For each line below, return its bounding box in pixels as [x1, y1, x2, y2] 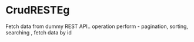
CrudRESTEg [5, 3, 70, 17]
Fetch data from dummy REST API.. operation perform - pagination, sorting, [5, 23, 189, 30]
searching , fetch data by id [5, 29, 72, 36]
